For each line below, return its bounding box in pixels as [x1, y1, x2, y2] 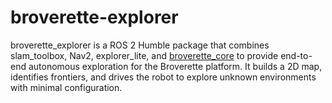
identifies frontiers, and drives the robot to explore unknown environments [10, 71, 317, 83]
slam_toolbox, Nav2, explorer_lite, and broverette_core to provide [10, 49, 279, 61]
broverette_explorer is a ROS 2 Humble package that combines [10, 39, 270, 51]
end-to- [280, 49, 313, 61]
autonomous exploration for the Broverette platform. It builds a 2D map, [28, 60, 323, 72]
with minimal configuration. [10, 81, 123, 93]
